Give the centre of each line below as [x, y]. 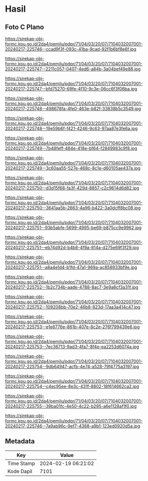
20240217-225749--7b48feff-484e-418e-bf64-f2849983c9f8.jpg [71, 148]
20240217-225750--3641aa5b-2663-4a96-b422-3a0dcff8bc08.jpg [73, 208]
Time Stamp [21, 463]
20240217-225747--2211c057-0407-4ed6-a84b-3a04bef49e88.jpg [73, 69]
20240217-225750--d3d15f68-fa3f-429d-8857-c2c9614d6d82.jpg [72, 188]
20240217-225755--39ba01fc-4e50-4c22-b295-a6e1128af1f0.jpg [71, 406]
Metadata [20, 441]
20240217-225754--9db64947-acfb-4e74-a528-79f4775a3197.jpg [72, 366]
